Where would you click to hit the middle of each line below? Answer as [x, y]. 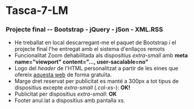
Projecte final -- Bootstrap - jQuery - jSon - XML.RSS [85, 30]
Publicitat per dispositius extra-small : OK [66, 94]
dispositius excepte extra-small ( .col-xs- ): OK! [72, 88]
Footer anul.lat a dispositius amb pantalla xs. [70, 101]
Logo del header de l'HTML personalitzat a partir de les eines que [96, 68]
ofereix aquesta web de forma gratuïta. [63, 75]
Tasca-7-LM [37, 11]
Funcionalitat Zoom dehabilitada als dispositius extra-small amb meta [101, 56]
